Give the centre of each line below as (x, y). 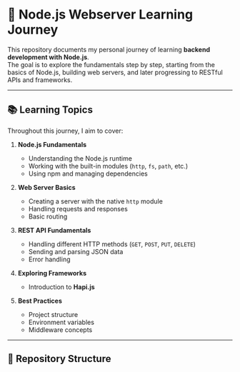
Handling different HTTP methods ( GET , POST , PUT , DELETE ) (112, 244)
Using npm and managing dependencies (88, 174)
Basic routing (48, 216)
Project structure (53, 314)
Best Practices (40, 301)
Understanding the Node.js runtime (80, 158)
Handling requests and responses (78, 208)
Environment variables (61, 322)
